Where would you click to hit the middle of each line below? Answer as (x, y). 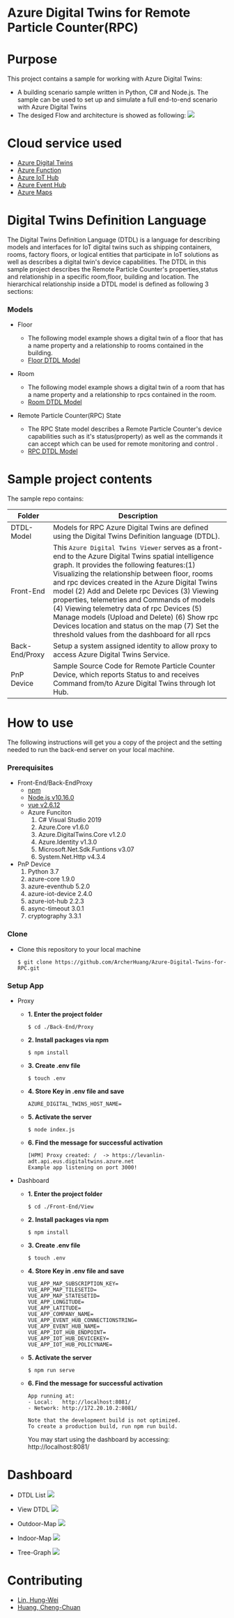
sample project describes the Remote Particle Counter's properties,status (113, 269)
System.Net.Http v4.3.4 (72, 857)
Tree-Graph (34, 1553)
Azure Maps (35, 192)
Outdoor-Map (37, 1524)
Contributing (45, 1581)
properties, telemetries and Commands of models (134, 600)
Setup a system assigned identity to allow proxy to (135, 646)
